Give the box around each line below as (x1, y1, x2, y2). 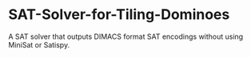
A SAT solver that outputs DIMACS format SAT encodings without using (8, 32, 244, 41)
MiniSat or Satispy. (8, 40, 70, 49)
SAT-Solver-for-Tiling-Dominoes (8, 6, 230, 24)
